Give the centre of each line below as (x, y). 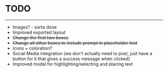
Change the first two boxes (40, 37)
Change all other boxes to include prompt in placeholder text (75, 43)
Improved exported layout (39, 32)
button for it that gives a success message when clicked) (71, 59)
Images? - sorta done (34, 27)
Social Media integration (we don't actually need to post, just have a (82, 53)
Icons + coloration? (32, 48)
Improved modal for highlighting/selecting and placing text (72, 64)
